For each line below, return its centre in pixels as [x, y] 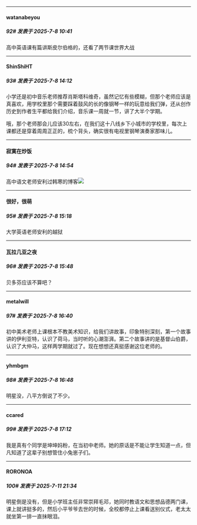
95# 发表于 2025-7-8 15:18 [39, 216]
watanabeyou [23, 17]
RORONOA [19, 472]
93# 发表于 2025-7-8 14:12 [39, 80]
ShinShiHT [19, 67]
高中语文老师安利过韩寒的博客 [42, 181]
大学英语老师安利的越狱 [34, 232]
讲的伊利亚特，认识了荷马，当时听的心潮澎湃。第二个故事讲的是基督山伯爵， [98, 339]
